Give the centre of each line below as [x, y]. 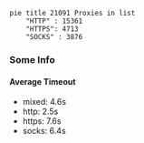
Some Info [33, 59]
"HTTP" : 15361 [54, 21]
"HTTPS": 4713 [52, 29]
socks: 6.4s [44, 131]
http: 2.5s [40, 112]
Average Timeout [43, 81]
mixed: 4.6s [44, 102]
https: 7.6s [42, 121]
